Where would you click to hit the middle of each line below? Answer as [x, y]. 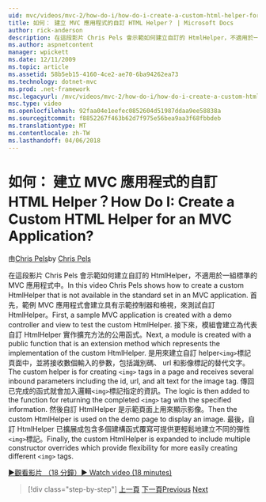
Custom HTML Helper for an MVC [120, 219]
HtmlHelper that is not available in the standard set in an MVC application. [128, 295]
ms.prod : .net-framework [49, 89]
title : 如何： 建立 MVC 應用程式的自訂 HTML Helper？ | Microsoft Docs [121, 23]
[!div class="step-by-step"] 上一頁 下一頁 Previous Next [118, 489]
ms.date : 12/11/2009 [42, 60]
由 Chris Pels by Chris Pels [50, 259]
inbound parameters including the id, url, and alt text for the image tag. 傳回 [131, 381]
